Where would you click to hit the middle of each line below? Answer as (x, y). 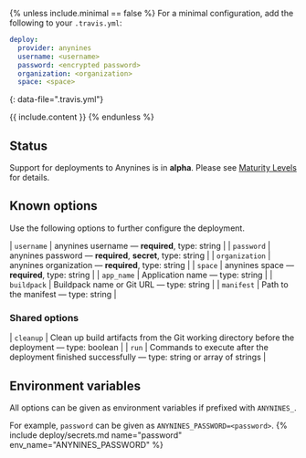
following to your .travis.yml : (66, 23)
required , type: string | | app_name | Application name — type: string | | (141, 275)
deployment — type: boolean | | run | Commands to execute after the (139, 348)
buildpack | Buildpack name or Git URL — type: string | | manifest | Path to (149, 284)
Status (29, 146)
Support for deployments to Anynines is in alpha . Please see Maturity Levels (153, 168)
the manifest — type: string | (63, 294)
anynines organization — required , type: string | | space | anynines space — (152, 265)
